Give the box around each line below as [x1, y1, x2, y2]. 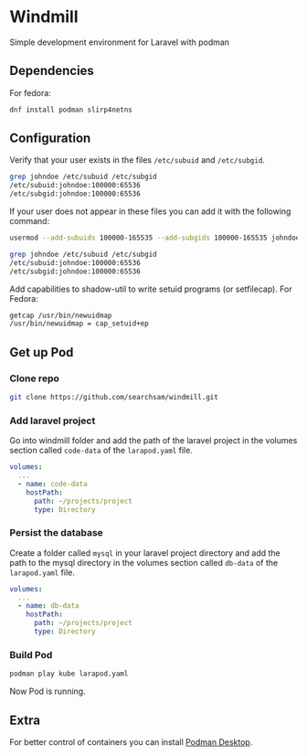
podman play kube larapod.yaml [9, 669, 129, 678]
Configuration [9, 131, 91, 146]
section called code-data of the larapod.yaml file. [9, 445, 194, 456]
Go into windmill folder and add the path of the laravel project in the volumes [9, 435, 298, 446]
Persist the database [9, 527, 103, 539]
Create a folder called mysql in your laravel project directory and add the [9, 547, 281, 559]
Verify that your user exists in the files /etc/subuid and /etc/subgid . [9, 154, 265, 165]
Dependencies [9, 63, 94, 79]
